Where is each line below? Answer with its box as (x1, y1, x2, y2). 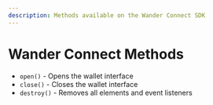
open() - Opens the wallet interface (19, 71, 134, 81)
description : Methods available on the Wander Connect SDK (8, 11, 206, 20)
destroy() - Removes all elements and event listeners (19, 88, 193, 97)
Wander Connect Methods (8, 45, 185, 63)
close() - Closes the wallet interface (19, 79, 138, 89)
